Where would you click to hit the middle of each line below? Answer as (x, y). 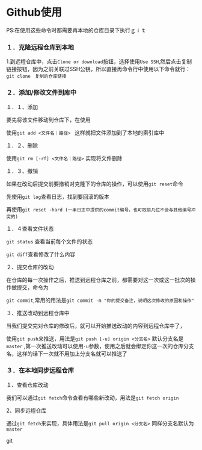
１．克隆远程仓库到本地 (40, 47)
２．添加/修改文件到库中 (41, 93)
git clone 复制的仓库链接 (36, 77)
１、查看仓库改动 (27, 385)
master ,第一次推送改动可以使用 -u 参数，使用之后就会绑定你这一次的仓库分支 (100, 346)
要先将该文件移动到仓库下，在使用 (48, 120)
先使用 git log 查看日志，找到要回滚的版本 (58, 196)
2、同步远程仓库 (26, 410)
